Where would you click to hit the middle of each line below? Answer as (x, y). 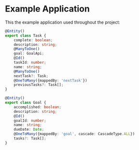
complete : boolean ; (33, 40)
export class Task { (26, 35)
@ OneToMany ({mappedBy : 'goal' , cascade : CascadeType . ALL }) (74, 134)
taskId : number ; (30, 63)
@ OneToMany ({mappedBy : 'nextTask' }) (51, 81)
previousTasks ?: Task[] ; (39, 85)
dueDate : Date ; (29, 130)
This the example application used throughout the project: (63, 22)
